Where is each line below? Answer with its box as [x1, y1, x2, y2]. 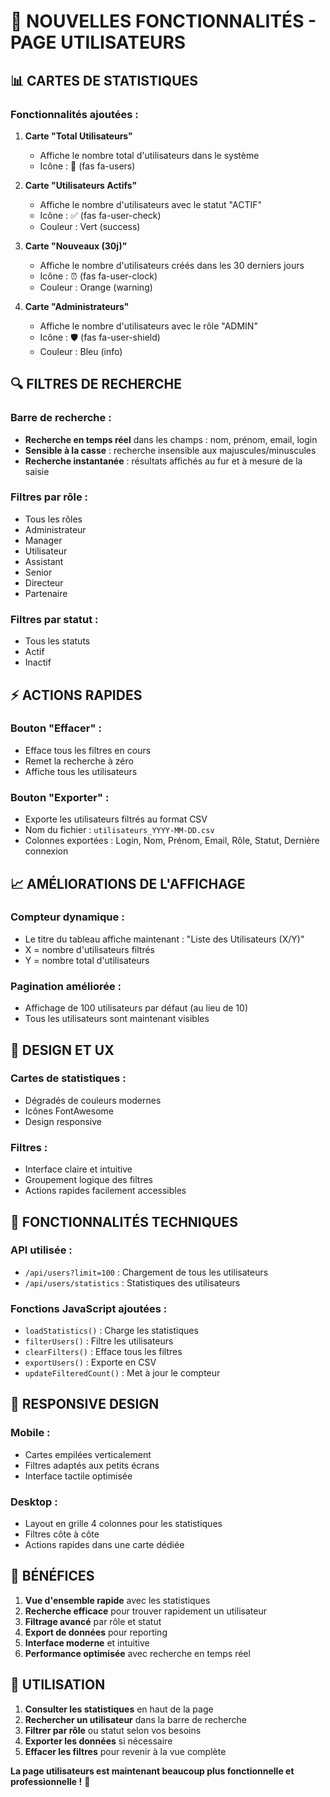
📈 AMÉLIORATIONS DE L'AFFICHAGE [10, 875, 246, 892]
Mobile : [10, 1426, 51, 1440]
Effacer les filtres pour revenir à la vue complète [24, 1745, 227, 1757]
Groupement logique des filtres [24, 1174, 154, 1186]
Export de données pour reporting [24, 1626, 168, 1638]
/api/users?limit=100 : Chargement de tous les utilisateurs [24, 1266, 269, 1278]
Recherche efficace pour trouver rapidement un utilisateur [24, 1605, 267, 1617]
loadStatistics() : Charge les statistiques [24, 1325, 199, 1337]
